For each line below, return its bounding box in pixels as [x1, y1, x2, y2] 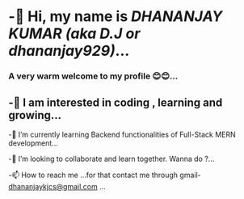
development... [8, 138, 58, 148]
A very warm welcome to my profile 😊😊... [8, 70, 179, 82]
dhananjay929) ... [8, 42, 130, 60]
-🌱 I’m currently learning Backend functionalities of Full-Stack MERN [8, 129, 236, 139]
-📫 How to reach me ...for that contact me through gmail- [8, 170, 202, 180]
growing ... [8, 108, 62, 122]
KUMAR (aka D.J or [8, 24, 141, 43]
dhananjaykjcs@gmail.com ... [8, 181, 107, 191]
